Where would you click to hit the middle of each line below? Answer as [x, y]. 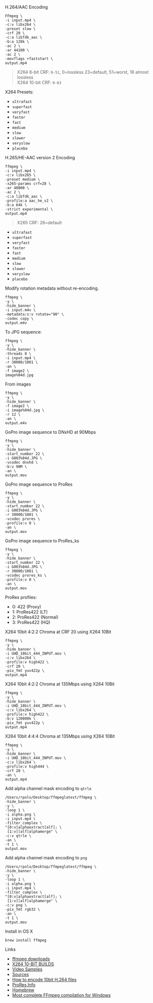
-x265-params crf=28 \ [28, 184]
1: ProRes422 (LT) [30, 612]
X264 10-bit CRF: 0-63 [39, 82]
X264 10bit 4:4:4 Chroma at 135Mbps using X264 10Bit [60, 736]
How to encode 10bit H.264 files [44, 980]
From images [18, 384]
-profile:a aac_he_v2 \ [29, 201]
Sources [20, 974]
